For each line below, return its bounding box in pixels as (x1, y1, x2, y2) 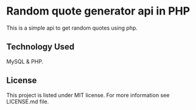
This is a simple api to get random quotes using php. (6, 24, 138, 31)
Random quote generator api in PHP (6, 4, 191, 18)
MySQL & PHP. (6, 57, 44, 65)
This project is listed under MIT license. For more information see (6, 91, 170, 99)
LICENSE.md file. (6, 98, 49, 105)
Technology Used (6, 42, 75, 52)
